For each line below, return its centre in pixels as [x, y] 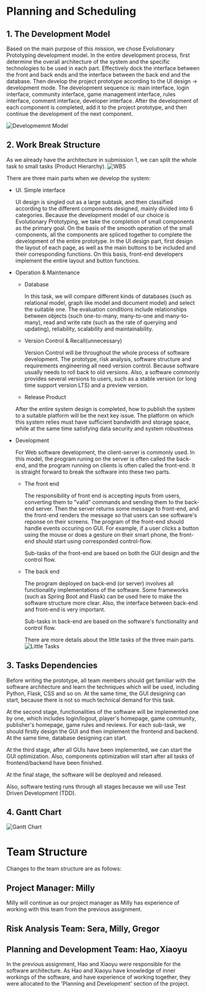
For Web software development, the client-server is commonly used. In [105, 452]
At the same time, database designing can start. [67, 738]
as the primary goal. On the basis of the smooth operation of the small [104, 228]
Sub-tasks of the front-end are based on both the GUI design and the [112, 553]
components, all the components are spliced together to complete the [103, 234]
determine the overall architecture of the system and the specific [88, 62]
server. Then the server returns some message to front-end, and [117, 508]
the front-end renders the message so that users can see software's [111, 515]
